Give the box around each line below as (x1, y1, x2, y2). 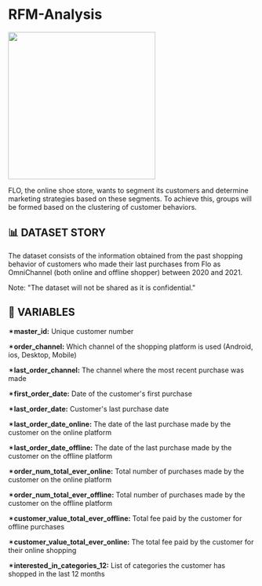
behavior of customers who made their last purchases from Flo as (8, 259, 221, 269)
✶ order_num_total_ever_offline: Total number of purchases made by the (8, 489, 246, 500)
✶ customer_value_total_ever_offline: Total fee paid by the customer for (8, 513, 242, 523)
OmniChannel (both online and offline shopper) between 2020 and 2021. (8, 267, 243, 277)
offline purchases (8, 522, 65, 531)
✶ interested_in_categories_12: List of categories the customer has (8, 560, 226, 570)
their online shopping (8, 545, 77, 555)
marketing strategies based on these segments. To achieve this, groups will (8, 194, 253, 203)
